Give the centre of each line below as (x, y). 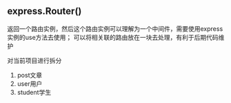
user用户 (30, 83)
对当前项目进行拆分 (34, 60)
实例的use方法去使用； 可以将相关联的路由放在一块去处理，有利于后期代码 (113, 37)
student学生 (34, 92)
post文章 (30, 75)
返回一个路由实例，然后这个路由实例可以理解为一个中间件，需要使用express (115, 28)
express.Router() (44, 11)
